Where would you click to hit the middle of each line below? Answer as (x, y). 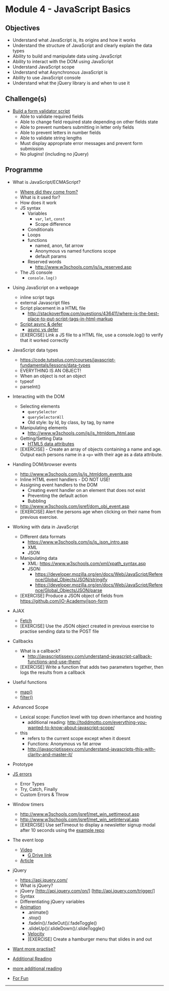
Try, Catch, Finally (39, 789)
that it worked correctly (44, 340)
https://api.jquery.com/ (44, 880)
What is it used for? (40, 197)
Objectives (23, 28)
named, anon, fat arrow (59, 245)
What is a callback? (40, 651)
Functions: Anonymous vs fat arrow (64, 744)
